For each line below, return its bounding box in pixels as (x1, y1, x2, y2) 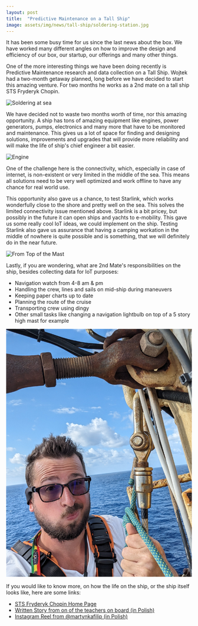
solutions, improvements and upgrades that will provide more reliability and (6, 136, 189, 143)
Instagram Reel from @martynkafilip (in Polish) (14, 613, 128, 620)
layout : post (6, 9, 38, 15)
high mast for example (14, 317, 70, 325)
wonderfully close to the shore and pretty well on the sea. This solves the (6, 201, 184, 209)
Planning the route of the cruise (14, 299, 91, 306)
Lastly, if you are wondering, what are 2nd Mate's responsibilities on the (6, 262, 181, 269)
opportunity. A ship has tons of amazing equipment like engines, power (6, 117, 179, 124)
